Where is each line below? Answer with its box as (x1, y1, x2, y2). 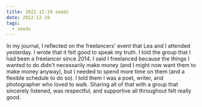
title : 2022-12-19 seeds (6, 8, 69, 15)
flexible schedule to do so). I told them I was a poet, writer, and (6, 74, 164, 82)
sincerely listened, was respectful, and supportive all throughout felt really (6, 87, 192, 94)
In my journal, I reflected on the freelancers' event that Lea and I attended (6, 42, 190, 50)
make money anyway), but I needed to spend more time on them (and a (6, 68, 185, 76)
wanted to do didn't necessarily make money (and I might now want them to (6, 62, 196, 69)
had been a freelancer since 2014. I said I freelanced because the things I (6, 55, 190, 62)
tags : (6, 20, 20, 26)
